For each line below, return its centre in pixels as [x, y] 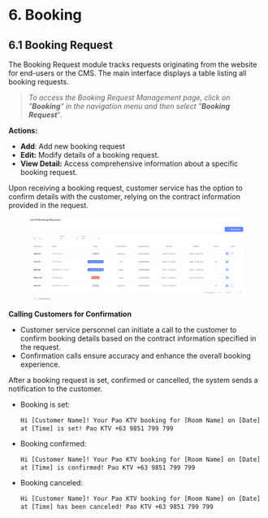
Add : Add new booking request [73, 146]
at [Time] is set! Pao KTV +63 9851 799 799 [97, 429]
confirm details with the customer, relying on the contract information [125, 196]
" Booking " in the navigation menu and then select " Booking [129, 106]
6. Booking [45, 15]
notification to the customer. [56, 389]
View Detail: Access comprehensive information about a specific [129, 163]
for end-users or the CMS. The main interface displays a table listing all [128, 73]
